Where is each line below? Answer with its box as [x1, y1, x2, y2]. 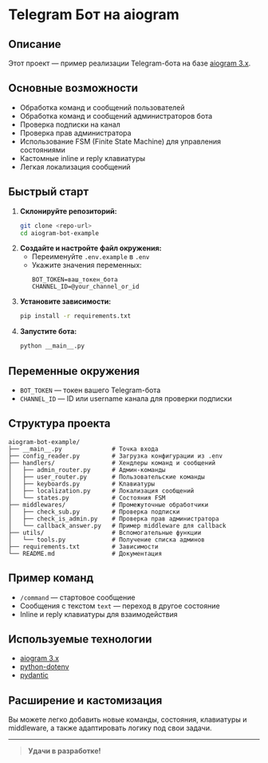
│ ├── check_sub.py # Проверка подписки [8, 508, 180, 516]
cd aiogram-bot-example [19, 229, 100, 237]
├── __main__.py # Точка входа [8, 445, 159, 453]
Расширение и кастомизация [8, 694, 163, 707]
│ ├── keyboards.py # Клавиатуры [8, 480, 156, 488]
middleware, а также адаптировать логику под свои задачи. [8, 723, 213, 733]
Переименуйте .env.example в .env [31, 252, 150, 262]
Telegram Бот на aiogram [8, 6, 179, 24]
